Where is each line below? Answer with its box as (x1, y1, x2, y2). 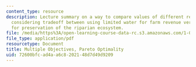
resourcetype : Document (6, 41, 64, 47)
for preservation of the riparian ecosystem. (11, 24, 124, 31)
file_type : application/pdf (6, 36, 75, 41)
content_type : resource (6, 8, 64, 15)
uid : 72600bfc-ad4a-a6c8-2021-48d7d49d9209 (6, 52, 114, 58)
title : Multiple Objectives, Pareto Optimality (6, 47, 124, 52)
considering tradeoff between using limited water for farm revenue (11, 19, 181, 25)
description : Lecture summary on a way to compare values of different (6, 14, 184, 20)
